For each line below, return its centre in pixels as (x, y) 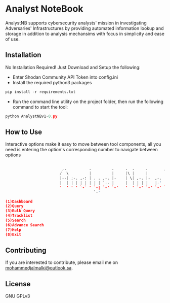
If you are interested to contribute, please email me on (61, 262)
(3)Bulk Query (20, 211)
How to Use (24, 132)
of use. (13, 39)
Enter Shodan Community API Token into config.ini (65, 77)
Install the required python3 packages (52, 82)
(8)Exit (13, 234)
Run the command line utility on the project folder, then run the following (88, 102)
